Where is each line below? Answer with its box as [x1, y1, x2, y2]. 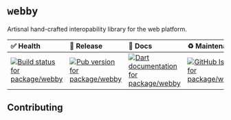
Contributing [7, 101, 63, 114]
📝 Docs [128, 41, 153, 51]
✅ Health [10, 41, 41, 51]
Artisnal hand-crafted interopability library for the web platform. [7, 25, 188, 33]
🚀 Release [69, 41, 103, 51]
